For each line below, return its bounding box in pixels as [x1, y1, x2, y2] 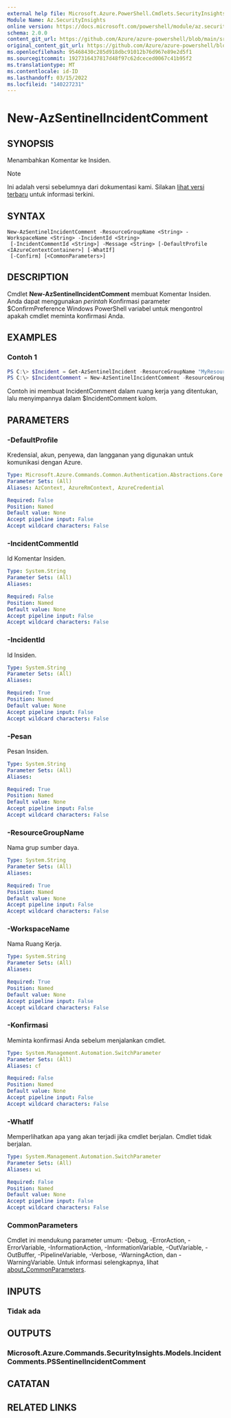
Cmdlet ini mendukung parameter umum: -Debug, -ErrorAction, [7, 1236, 187, 1245]
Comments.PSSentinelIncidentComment [7, 1357, 146, 1366]
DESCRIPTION [7, 271, 69, 283]
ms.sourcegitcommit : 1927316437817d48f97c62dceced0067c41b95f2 [7, 55, 192, 62]
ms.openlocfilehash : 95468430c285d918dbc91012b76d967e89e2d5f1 [7, 49, 192, 56]
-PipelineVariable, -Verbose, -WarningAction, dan [37, 1251, 177, 1259]
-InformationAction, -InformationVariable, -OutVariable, [47, 1243, 204, 1252]
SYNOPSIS [7, 137, 54, 149]
